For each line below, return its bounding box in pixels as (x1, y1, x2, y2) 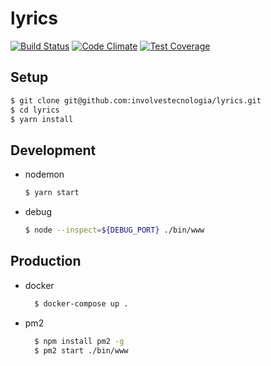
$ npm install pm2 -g (34, 336, 125, 346)
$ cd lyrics (10, 105, 60, 115)
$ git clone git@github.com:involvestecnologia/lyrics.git (10, 95, 262, 106)
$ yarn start (24, 188, 80, 198)
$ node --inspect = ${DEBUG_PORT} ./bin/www (24, 225, 205, 236)
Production (10, 253, 82, 270)
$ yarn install (10, 114, 74, 124)
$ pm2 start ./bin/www (34, 345, 129, 356)
